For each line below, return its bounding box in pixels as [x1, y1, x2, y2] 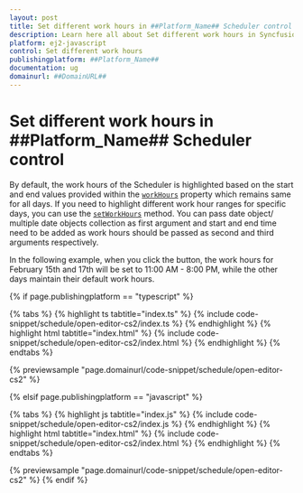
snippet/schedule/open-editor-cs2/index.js [9, 418, 170, 429]
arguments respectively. [9, 237, 99, 247]
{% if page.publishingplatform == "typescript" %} [9, 291, 194, 302]
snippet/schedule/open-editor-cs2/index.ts [9, 318, 170, 329]
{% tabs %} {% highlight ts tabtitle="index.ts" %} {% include [9, 308, 234, 319]
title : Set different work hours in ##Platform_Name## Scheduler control [9, 22, 293, 31]
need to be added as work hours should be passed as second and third [9, 227, 275, 237]
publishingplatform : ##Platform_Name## [9, 55, 160, 64]
